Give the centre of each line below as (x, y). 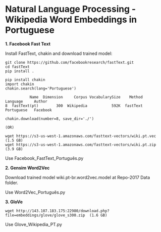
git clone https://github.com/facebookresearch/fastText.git (70, 62)
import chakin (20, 84)
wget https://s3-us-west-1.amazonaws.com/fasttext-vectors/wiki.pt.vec (80, 136)
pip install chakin (25, 80)
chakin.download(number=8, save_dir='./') (50, 119)
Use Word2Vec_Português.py (35, 192)
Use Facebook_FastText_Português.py (44, 158)
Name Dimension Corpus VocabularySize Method (86, 97)
